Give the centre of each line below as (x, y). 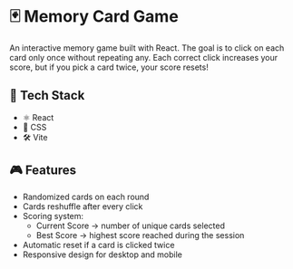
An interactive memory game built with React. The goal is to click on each (147, 48)
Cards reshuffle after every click (83, 206)
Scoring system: (53, 216)
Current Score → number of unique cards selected (130, 226)
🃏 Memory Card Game (94, 17)
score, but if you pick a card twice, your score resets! (109, 67)
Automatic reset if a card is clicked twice (98, 245)
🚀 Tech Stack (47, 96)
